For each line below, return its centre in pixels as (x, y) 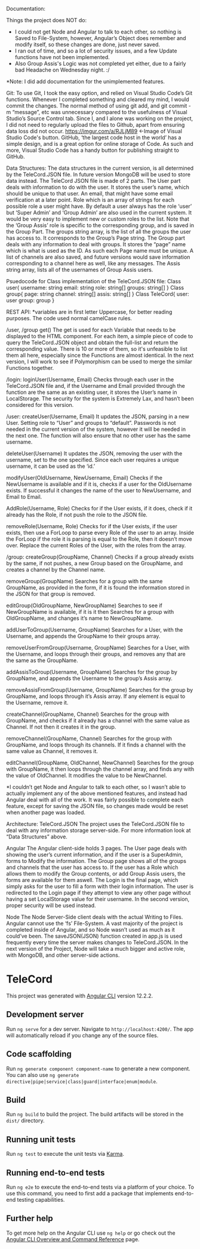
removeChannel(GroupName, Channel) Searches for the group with (89, 738)
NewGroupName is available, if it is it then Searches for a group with (90, 612)
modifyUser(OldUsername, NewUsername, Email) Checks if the (84, 478)
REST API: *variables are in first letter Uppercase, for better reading (89, 312)
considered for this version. (40, 405)
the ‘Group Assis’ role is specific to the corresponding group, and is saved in (100, 225)
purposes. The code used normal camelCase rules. (69, 318)
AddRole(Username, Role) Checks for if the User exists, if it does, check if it (99, 508)
